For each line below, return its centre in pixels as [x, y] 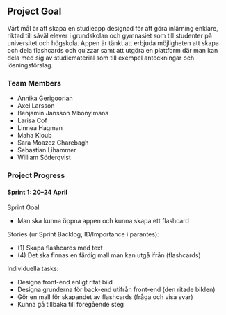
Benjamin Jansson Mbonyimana [63, 113]
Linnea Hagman [40, 128]
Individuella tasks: [33, 269]
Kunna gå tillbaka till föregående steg [70, 305]
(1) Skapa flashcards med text [60, 248]
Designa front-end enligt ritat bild [65, 282]
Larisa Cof [32, 120]
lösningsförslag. [30, 65]
